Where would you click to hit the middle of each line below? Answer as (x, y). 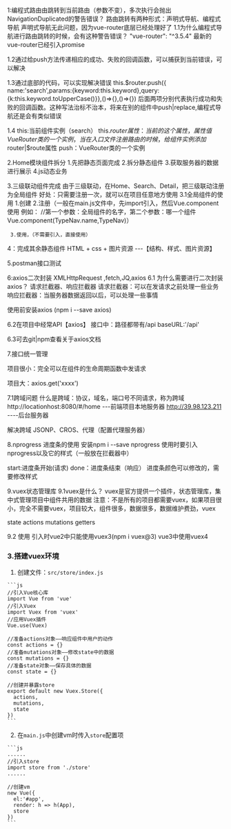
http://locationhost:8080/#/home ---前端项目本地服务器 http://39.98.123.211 (114, 407)
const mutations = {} (38, 658)
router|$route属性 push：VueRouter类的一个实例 (76, 148)
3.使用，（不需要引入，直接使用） (50, 235)
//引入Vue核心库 (28, 593)
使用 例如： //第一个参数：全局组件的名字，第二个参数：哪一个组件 (102, 212)
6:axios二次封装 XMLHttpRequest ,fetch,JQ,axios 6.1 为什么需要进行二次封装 (115, 278)
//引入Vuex (22, 607)
